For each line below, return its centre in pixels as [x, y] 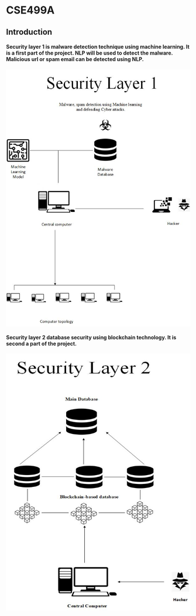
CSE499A [30, 10]
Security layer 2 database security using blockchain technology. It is [91, 338]
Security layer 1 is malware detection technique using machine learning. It [98, 47]
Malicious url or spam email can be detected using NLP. [75, 59]
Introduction [29, 32]
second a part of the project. [42, 344]
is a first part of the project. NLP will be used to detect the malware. [90, 53]
